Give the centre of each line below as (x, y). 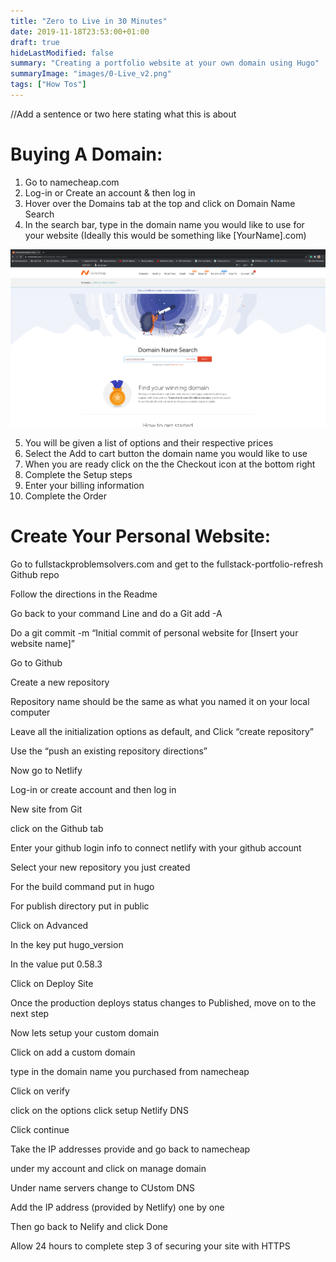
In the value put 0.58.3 (56, 964)
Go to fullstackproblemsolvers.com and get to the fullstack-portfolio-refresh (167, 564)
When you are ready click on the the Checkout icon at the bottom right (170, 464)
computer (30, 712)
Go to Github (36, 662)
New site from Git (46, 809)
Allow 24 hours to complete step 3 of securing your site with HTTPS (150, 1246)
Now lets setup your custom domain (85, 1032)
